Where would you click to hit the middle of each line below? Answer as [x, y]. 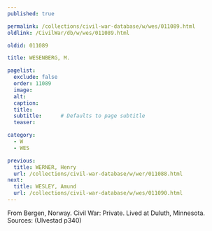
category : [22, 135]
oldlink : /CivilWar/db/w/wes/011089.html [69, 33]
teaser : [25, 123]
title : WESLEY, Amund [45, 187]
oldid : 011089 [28, 45]
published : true [31, 14]
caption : [26, 103]
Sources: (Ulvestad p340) [44, 220]
